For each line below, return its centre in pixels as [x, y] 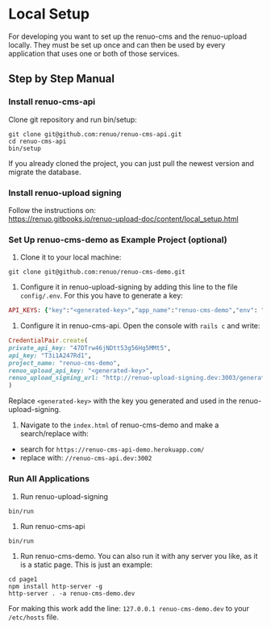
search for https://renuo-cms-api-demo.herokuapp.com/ [112, 449]
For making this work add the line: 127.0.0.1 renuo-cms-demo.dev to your [129, 608]
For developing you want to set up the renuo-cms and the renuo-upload [128, 36]
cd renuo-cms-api [38, 141]
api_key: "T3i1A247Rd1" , [50, 356]
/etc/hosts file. [33, 617]
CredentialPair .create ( [48, 341]
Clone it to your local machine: [71, 257]
